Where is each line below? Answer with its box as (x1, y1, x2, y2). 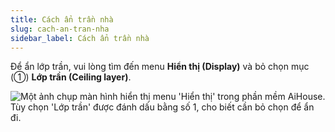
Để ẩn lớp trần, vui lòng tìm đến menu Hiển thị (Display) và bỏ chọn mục (10, 61, 310, 73)
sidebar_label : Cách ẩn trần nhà (10, 33, 150, 43)
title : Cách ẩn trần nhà (10, 14, 114, 25)
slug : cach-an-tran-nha (10, 24, 110, 34)
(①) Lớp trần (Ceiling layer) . (10, 71, 132, 83)
